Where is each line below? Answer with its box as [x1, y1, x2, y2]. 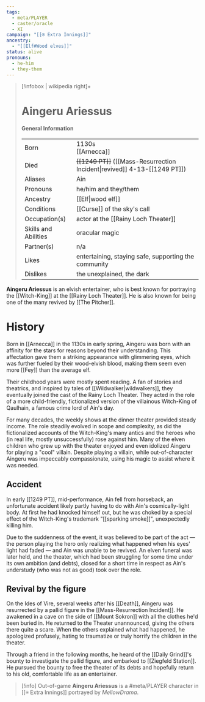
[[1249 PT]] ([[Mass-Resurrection [76, 157, 176, 165]
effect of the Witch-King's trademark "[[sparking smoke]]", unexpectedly [6, 515, 190, 523]
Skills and [24, 224, 52, 233]
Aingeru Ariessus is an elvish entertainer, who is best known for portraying [6, 285, 196, 293]
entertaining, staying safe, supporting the [76, 252, 195, 260]
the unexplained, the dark [76, 270, 149, 278]
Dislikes [24, 270, 47, 278]
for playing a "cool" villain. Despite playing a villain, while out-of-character [6, 448, 193, 456]
